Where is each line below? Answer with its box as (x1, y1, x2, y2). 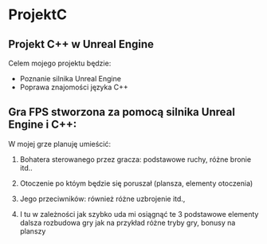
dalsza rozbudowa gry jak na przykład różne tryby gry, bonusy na (19, 218, 236, 227)
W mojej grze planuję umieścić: (8, 139, 112, 148)
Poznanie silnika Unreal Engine (19, 74, 122, 83)
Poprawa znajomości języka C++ (19, 82, 129, 92)
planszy (19, 226, 46, 236)
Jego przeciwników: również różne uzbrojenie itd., (19, 194, 186, 203)
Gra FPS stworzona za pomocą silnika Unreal (8, 105, 235, 119)
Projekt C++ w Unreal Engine (8, 37, 154, 51)
